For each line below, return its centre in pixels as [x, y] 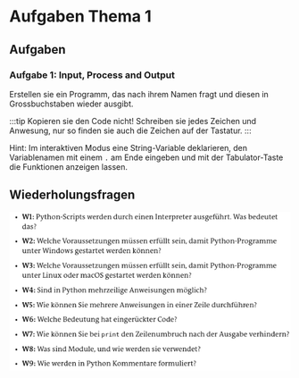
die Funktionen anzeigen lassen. [68, 166]
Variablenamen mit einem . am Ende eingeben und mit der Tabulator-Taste [146, 157]
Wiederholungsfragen [72, 195]
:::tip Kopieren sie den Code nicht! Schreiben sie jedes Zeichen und [133, 121]
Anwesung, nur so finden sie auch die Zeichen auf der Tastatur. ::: [130, 130]
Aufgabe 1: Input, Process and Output [92, 75]
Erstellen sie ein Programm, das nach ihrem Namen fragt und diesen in [139, 94]
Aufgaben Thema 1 [80, 17]
